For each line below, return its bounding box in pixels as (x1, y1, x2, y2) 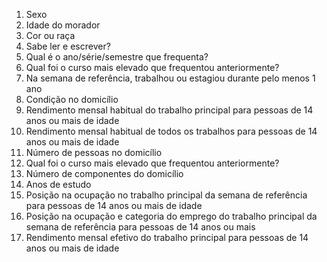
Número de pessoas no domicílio (25, 147, 163, 158)
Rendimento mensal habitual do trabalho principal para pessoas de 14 (25, 104, 314, 116)
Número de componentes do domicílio (25, 168, 184, 179)
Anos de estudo (25, 179, 92, 190)
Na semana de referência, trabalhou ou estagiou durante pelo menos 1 (25, 72, 316, 84)
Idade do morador (25, 19, 101, 31)
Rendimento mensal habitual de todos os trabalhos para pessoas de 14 (25, 125, 318, 137)
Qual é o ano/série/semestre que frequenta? (25, 51, 209, 63)
